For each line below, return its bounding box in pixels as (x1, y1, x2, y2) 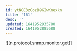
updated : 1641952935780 (5, 21, 56, 27)
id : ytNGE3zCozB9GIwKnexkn (5, 7, 62, 13)
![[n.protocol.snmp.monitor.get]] (5, 40, 72, 46)
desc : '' (5, 17, 24, 22)
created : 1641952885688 (5, 26, 56, 31)
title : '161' (5, 12, 33, 17)
